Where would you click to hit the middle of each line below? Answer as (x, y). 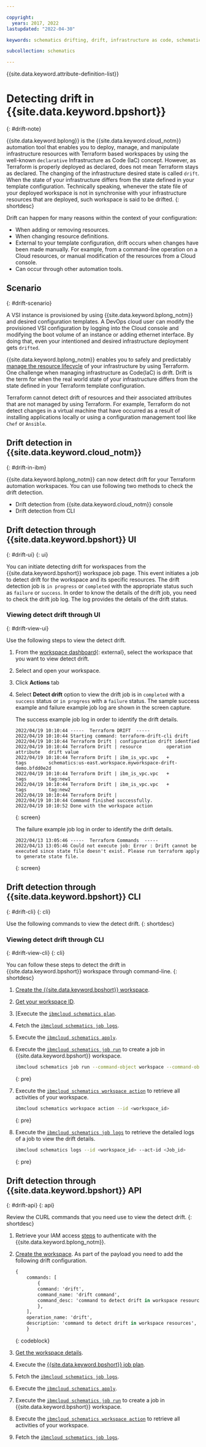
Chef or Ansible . (27, 423)
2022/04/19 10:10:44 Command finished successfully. (84, 800)
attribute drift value (47, 752)
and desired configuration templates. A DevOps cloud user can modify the (100, 321)
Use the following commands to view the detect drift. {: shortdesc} (90, 923)
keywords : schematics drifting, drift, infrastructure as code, (90, 40)
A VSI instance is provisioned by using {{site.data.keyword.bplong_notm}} (100, 315)
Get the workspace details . (49, 1352)
